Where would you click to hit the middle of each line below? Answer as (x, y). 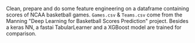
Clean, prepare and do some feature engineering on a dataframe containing (97, 9)
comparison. (21, 34)
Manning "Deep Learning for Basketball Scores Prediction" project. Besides (97, 21)
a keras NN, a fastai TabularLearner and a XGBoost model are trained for (94, 27)
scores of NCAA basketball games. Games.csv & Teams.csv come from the (94, 15)
